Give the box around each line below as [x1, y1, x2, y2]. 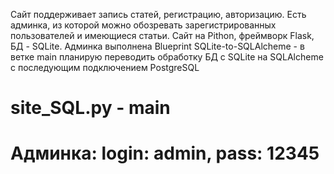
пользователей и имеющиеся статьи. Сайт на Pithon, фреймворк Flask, [10, 30, 315, 41]
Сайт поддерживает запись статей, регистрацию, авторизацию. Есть [10, 9, 307, 20]
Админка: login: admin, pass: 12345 [10, 142, 320, 165]
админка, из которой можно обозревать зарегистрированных [10, 19, 277, 31]
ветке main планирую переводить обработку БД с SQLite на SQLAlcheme [10, 51, 324, 63]
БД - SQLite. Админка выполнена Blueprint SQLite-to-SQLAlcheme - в [10, 40, 305, 52]
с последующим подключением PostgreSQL [10, 62, 200, 73]
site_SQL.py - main [10, 97, 171, 119]
